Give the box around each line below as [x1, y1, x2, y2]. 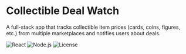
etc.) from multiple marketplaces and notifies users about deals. [6, 29, 161, 36]
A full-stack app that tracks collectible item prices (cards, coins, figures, [6, 23, 181, 31]
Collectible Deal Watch [6, 4, 119, 18]
